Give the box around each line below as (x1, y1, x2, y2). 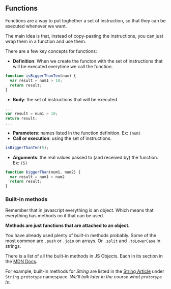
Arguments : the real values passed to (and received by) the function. (12, 154, 159, 160)
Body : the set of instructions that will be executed (12, 97, 117, 103)
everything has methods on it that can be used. (5, 213, 104, 219)
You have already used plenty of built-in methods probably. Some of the (5, 233, 157, 239)
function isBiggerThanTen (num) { (5, 73, 76, 78)
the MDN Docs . (5, 258, 38, 265)
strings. (5, 243, 21, 249)
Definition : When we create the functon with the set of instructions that (12, 58, 163, 64)
